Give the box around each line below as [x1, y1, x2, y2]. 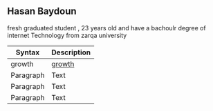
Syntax [15, 48, 40, 57]
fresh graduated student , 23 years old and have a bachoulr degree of [7, 23, 206, 32]
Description [51, 48, 91, 57]
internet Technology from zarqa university [7, 31, 127, 39]
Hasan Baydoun [7, 6, 77, 17]
